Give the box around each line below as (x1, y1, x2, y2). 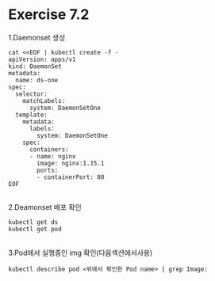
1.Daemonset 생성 (8, 32, 66, 42)
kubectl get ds (8, 218, 59, 226)
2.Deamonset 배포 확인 (8, 203, 82, 212)
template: (15, 111, 48, 119)
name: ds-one (15, 76, 59, 84)
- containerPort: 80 (36, 173, 105, 181)
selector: (15, 89, 48, 98)
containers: (29, 145, 69, 154)
